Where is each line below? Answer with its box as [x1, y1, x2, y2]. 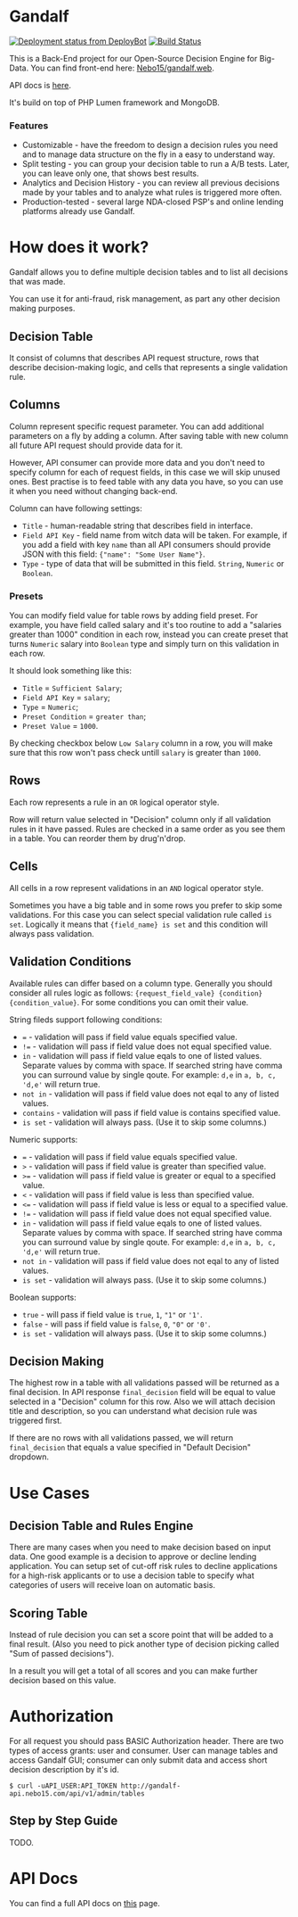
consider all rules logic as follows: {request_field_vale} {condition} [9, 987, 263, 998]
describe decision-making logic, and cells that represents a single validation [9, 361, 288, 372]
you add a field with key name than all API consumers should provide [21, 539, 271, 549]
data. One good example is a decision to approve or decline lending [9, 1551, 257, 1562]
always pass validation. [9, 928, 95, 938]
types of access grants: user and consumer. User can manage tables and [9, 1746, 278, 1756]
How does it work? [9, 237, 149, 258]
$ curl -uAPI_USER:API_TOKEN [9, 1781, 117, 1790]
